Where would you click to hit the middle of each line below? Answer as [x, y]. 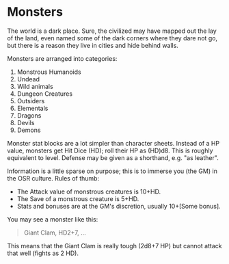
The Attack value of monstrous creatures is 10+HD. [89, 192]
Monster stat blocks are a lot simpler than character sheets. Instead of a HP [113, 143]
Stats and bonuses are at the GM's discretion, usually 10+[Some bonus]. [119, 206]
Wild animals [35, 86]
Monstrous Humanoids [49, 72]
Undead [28, 79]
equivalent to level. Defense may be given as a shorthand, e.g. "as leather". [113, 157]
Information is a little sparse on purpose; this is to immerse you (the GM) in [112, 171]
